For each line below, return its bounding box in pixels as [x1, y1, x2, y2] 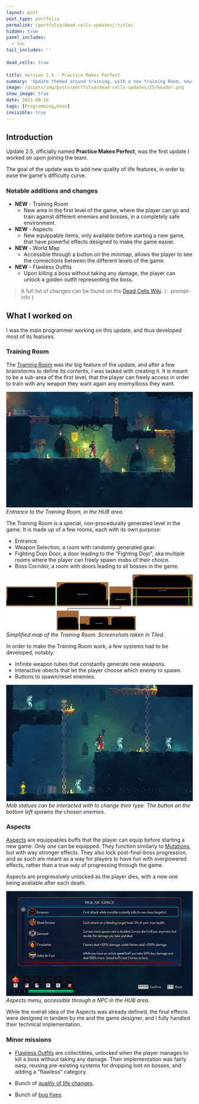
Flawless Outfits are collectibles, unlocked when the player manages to [14, 1049, 188, 1056]
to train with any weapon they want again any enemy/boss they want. [6, 380, 175, 387]
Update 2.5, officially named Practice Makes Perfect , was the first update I [6, 148, 190, 155]
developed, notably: [6, 649, 55, 656]
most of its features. [6, 332, 55, 340]
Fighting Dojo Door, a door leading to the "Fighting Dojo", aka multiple [14, 550, 185, 557]
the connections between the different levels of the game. [23, 257, 165, 264]
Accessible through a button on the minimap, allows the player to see [23, 251, 192, 258]
